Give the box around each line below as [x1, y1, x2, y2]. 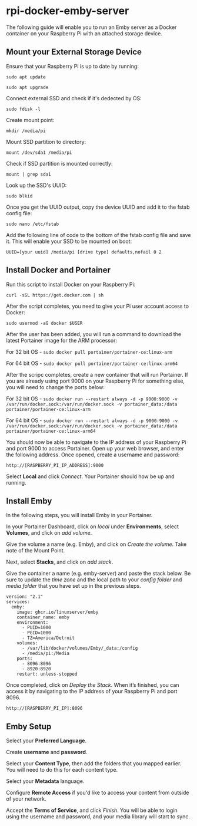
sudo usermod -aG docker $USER [6, 320, 83, 326]
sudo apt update [6, 74, 46, 80]
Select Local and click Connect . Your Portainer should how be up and [6, 473, 175, 480]
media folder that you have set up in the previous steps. [6, 583, 141, 590]
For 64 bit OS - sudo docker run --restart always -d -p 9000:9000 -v [6, 417, 178, 424]
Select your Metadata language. [6, 778, 85, 785]
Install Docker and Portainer [6, 265, 111, 275]
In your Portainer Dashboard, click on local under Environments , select [6, 523, 179, 530]
